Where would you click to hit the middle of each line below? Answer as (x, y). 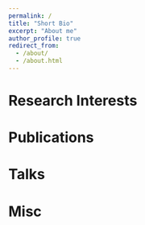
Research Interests (73, 101)
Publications (51, 137)
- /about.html (39, 61)
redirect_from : (34, 46)
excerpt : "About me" (43, 31)
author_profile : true (45, 38)
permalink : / (30, 16)
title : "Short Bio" (41, 23)
